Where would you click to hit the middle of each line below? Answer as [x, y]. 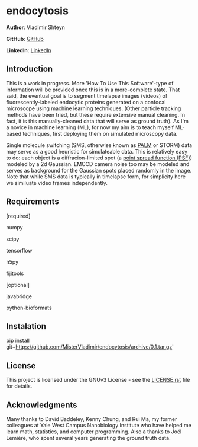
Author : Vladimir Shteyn [35, 27]
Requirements [33, 202]
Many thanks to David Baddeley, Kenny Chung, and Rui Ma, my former [92, 419]
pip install [18, 341]
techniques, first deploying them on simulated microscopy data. [100, 133]
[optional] [18, 285]
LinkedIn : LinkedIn [29, 50]
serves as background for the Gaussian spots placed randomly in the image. [99, 170]
